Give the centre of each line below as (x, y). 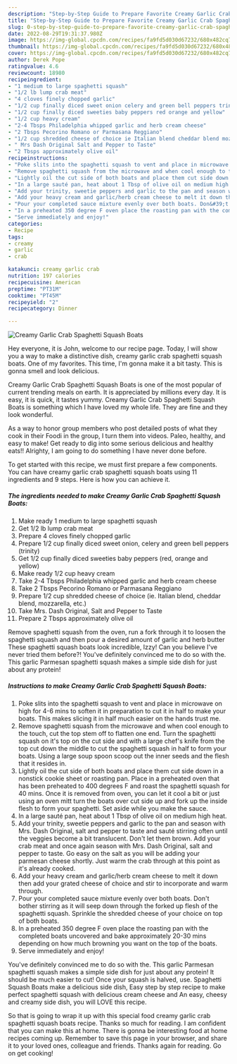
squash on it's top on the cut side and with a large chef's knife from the (122, 741)
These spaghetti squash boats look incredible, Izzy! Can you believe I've (113, 647)
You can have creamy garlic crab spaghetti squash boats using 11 (103, 472)
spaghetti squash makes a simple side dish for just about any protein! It (111, 972)
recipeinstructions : (38, 158)
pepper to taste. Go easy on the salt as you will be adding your (109, 854)
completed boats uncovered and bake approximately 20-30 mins (112, 936)
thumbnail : (24, 47)
